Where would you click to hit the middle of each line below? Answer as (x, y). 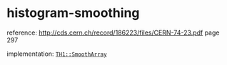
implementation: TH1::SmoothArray (57, 54)
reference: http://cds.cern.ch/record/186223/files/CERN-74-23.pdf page (113, 32)
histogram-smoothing (73, 13)
